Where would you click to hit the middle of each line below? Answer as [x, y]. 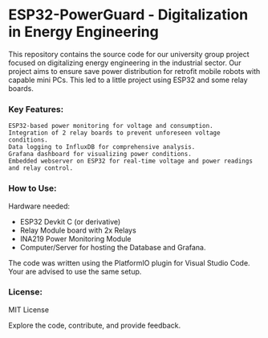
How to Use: [32, 188]
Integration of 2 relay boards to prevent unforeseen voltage [114, 133]
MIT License [29, 309]
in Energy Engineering [83, 32]
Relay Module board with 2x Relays [78, 230]
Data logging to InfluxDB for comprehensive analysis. [102, 147]
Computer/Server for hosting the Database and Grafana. [113, 247]
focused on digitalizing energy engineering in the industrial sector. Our [125, 63]
